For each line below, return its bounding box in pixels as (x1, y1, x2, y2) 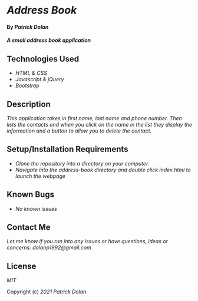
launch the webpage (15, 172, 66, 180)
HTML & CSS (15, 70, 48, 77)
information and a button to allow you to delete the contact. (6, 127, 152, 134)
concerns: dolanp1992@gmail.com (6, 244, 92, 251)
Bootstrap (15, 82, 40, 89)
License (6, 261, 37, 271)
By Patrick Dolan (6, 23, 49, 30)
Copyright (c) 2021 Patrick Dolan (6, 288, 87, 295)
